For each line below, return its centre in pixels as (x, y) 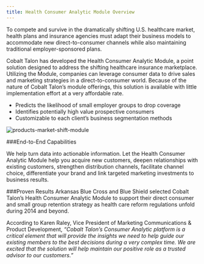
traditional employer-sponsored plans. (54, 49)
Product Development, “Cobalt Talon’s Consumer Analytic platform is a (96, 229)
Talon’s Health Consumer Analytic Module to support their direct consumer (100, 198)
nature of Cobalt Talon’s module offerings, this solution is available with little (101, 87)
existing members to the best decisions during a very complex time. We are (101, 242)
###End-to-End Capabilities (41, 142)
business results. (28, 179)
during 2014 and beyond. (38, 211)
